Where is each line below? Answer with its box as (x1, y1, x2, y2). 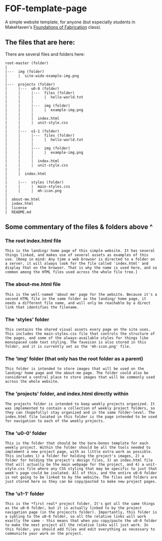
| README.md (5, 210, 32, 215)
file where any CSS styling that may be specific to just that (26, 466, 158, 471)
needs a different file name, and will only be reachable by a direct (5, 300, 151, 306)
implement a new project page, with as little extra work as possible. (5, 449, 153, 454)
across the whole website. (5, 379, 60, 384)
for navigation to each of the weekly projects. (5, 418, 105, 423)
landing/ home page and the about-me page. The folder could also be (5, 371, 149, 376)
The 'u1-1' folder (5, 490, 45, 497)
